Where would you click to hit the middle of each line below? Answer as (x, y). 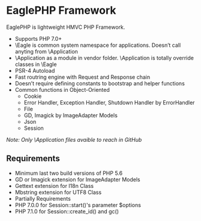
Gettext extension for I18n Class (54, 186)
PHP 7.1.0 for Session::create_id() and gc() (67, 211)
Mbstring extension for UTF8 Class (58, 192)
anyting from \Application (46, 51)
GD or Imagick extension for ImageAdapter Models (77, 179)
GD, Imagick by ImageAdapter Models (71, 115)
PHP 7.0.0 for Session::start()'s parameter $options (78, 205)
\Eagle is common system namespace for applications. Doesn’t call (98, 45)
